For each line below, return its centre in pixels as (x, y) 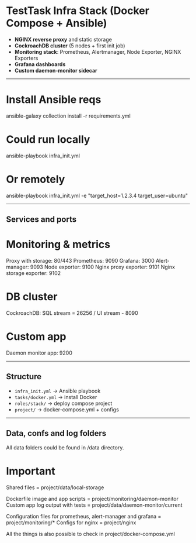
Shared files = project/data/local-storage (55, 487)
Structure (24, 377)
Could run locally (48, 140)
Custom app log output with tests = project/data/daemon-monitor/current (94, 505)
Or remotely (36, 179)
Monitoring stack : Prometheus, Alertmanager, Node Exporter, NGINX (98, 51)
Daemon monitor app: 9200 (39, 353)
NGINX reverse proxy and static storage (63, 39)
